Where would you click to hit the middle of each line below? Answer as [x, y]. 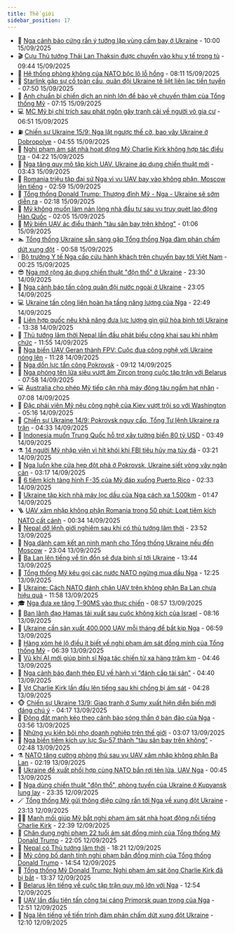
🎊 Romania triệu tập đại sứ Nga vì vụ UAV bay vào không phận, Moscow [121, 179]
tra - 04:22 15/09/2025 [51, 156]
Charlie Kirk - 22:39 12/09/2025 [63, 825]
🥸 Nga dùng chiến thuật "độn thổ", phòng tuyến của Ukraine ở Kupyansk [122, 785]
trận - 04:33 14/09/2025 [53, 427]
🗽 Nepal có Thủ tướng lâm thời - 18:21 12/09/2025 [89, 847]
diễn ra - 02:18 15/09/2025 [56, 201]
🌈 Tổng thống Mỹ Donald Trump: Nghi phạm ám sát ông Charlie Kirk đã [120, 870]
